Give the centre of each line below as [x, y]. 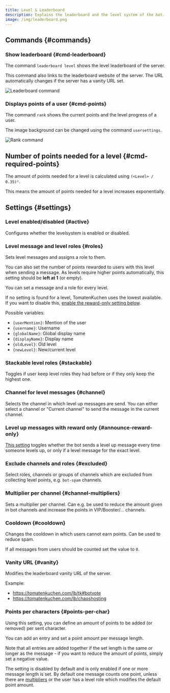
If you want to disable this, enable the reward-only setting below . [73, 303]
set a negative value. [27, 658]
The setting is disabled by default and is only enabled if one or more [77, 669]
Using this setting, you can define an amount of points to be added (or [79, 623]
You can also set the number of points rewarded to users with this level [80, 267]
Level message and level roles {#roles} [54, 246]
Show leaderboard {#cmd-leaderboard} [55, 54]
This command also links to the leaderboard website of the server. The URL [84, 76]
